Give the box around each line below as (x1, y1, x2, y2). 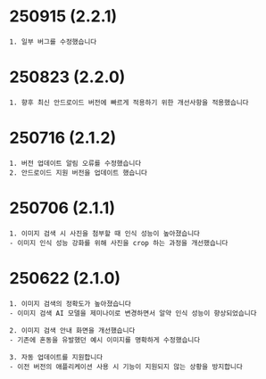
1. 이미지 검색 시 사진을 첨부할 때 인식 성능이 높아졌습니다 (9, 229, 201, 238)
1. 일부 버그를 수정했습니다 (9, 37, 97, 46)
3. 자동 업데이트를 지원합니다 (9, 352, 104, 362)
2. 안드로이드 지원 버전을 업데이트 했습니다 (9, 168, 148, 177)
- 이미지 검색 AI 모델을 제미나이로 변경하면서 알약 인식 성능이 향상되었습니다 (9, 309, 257, 317)
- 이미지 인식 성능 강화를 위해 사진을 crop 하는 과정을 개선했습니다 (9, 238, 229, 247)
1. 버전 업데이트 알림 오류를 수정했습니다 (9, 159, 142, 168)
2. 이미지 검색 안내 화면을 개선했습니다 (9, 325, 136, 335)
